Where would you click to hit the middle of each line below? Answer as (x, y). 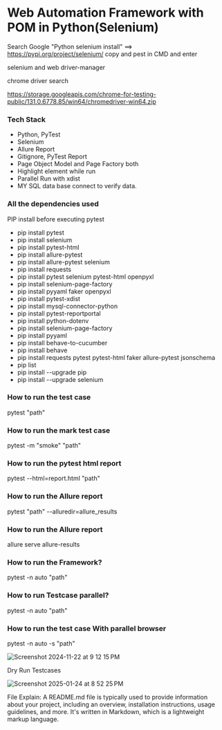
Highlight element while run (56, 172)
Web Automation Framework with (105, 13)
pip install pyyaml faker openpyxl (64, 291)
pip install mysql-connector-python (67, 306)
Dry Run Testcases (34, 670)
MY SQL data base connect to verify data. (77, 186)
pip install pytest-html (48, 247)
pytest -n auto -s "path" (41, 643)
